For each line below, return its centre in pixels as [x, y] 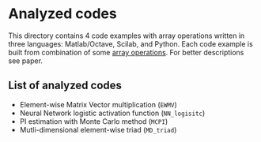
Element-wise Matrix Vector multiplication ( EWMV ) [98, 104]
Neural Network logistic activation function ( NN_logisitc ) [112, 113]
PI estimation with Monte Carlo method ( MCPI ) [94, 121]
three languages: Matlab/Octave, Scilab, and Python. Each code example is [130, 43]
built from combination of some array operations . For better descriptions [126, 52]
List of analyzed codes [65, 86]
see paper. [26, 61]
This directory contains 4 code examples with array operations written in [127, 35]
